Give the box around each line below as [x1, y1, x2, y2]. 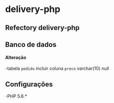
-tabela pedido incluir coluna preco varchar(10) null [5, 65, 109, 71]
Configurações [5, 80, 53, 88]
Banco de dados [5, 40, 56, 48]
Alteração [5, 54, 26, 60]
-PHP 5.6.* [5, 93, 27, 99]
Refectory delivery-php [5, 23, 80, 32]
